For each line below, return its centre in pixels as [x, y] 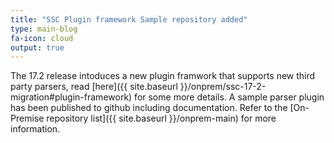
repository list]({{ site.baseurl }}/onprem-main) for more [161, 118]
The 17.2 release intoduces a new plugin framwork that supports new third [163, 76]
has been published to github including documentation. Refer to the [149, 108]
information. [35, 129]
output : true [37, 47]
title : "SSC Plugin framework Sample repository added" [129, 19]
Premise [27, 118]
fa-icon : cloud [42, 38]
